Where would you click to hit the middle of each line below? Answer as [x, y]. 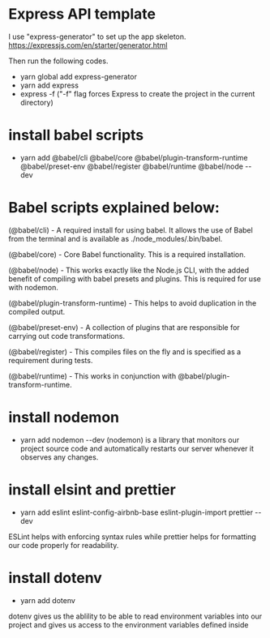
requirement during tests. [51, 360]
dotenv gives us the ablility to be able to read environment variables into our [135, 616]
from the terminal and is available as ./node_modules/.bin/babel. [116, 238]
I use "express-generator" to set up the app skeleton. [97, 36]
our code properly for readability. [64, 545]
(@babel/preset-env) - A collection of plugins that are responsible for [124, 327]
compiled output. [37, 311]
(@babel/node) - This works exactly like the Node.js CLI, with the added [129, 270]
